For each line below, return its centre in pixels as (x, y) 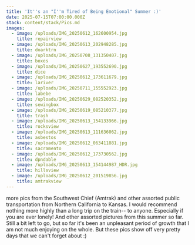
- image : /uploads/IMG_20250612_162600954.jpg (69, 34)
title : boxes (33, 61)
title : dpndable (37, 160)
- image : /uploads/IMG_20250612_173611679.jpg (69, 77)
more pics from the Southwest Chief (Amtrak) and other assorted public (93, 198)
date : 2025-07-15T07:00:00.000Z (46, 17)
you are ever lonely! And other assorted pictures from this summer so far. (95, 217)
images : (16, 28)
